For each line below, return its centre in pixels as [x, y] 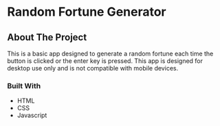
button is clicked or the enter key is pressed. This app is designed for [105, 61]
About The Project [47, 37]
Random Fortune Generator [87, 12]
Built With [24, 86]
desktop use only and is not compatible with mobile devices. [93, 68]
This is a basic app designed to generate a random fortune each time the [110, 53]
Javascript [32, 115]
